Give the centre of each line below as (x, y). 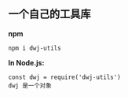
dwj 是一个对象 (30, 85)
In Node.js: (26, 62)
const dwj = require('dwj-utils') (65, 77)
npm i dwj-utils (35, 48)
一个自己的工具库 (49, 14)
